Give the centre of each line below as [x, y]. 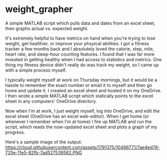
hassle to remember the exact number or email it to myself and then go [79, 85]
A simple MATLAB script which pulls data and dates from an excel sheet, [80, 23]
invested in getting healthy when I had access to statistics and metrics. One [83, 59]
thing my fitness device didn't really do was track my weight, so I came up [82, 65]
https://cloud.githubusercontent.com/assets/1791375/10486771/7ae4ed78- [82, 147]
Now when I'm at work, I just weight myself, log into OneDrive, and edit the [82, 111]
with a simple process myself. [36, 70]
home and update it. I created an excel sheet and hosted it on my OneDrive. [83, 90]
